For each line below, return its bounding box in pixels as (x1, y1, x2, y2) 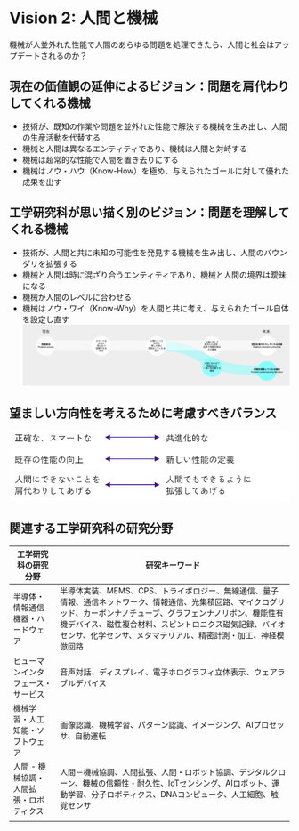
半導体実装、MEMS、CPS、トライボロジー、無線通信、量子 (59, 585, 279, 596)
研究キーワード (145, 560, 200, 570)
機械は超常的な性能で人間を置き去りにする (21, 154, 179, 165)
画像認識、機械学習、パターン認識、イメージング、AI (59, 719, 254, 730)
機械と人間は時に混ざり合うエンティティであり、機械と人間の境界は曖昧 (21, 269, 287, 280)
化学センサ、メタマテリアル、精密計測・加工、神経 (90, 630, 278, 641)
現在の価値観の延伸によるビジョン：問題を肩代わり (9, 79, 290, 94)
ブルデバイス (59, 677, 107, 688)
